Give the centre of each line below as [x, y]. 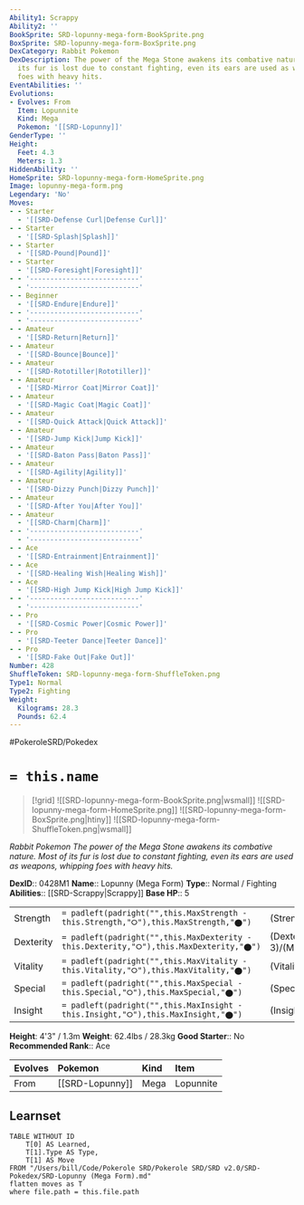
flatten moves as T [46, 1184]
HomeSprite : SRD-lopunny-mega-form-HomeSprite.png [107, 177]
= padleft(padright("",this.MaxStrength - [154, 913]
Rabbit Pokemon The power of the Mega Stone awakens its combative [141, 846]
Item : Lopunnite [48, 110]
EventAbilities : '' [46, 85]
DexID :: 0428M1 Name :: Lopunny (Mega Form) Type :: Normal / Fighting [143, 884]
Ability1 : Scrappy [44, 18]
